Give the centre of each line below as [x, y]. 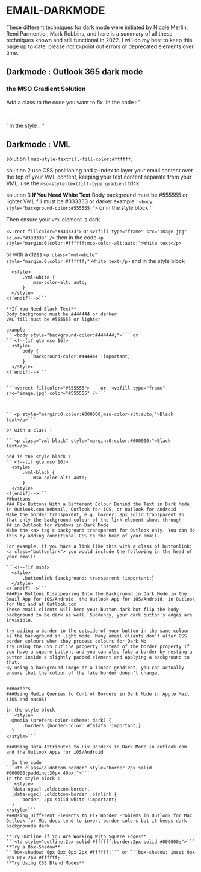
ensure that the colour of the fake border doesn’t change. [83, 673]
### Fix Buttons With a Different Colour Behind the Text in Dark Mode [98, 504]
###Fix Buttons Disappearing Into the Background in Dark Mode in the [97, 594]
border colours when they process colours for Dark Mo [76, 642]
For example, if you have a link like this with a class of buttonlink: [99, 546]
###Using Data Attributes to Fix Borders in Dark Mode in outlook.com [97, 747]
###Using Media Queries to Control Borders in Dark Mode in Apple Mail [98, 694]
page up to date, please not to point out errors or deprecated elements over [100, 46]
